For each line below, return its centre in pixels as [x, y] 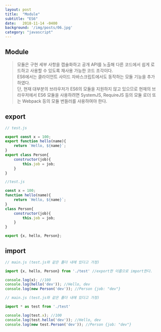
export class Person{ [27, 155]
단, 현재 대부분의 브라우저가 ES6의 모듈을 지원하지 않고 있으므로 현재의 [84, 89]
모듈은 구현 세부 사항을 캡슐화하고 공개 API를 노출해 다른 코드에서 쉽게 [83, 64]
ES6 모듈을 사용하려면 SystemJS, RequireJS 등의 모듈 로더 [95, 95]
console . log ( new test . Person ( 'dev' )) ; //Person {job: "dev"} [68, 324]
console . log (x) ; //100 [28, 280]
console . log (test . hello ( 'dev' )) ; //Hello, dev [53, 320]
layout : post [18, 10]
